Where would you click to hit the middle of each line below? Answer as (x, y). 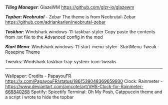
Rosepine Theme (22, 52)
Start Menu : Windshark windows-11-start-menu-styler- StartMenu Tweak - (82, 47)
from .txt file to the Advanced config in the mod (54, 37)
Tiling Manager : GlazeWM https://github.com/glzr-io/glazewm (70, 7)
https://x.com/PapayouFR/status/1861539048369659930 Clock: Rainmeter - (84, 81)
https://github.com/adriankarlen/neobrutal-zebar (55, 22)
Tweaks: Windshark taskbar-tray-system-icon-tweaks (61, 61)
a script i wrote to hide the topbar (39, 97)
